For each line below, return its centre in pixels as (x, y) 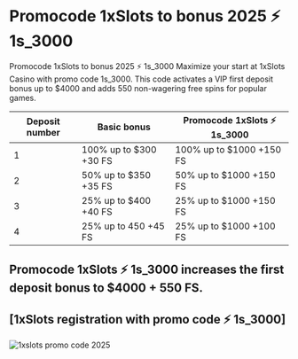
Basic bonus (124, 127)
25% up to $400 (116, 200)
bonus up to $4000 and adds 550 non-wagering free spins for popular (138, 88)
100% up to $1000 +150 (228, 149)
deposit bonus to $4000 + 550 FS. (106, 288)
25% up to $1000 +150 (225, 200)
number (43, 133)
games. (23, 98)
